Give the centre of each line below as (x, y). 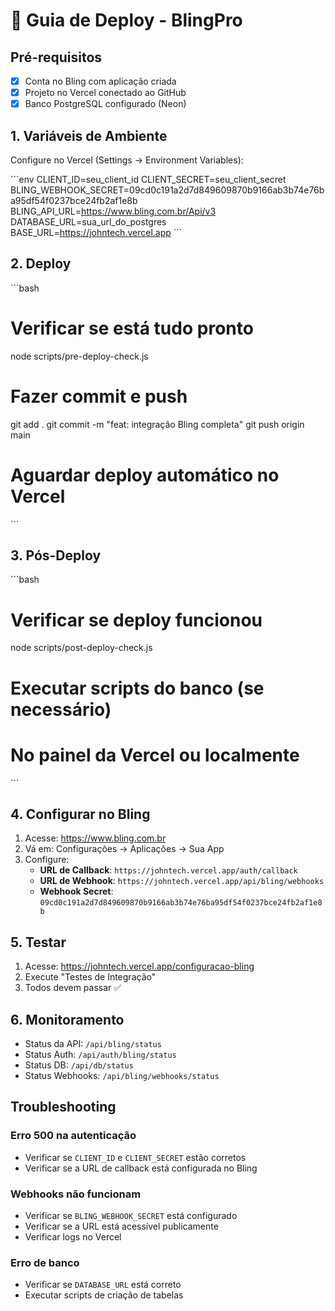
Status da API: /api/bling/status (93, 1043)
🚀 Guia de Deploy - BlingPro (126, 20)
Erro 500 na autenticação (73, 1136)
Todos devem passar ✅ (73, 988)
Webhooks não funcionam (76, 1194)
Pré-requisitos (56, 57)
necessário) (61, 709)
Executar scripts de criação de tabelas (104, 1295)
